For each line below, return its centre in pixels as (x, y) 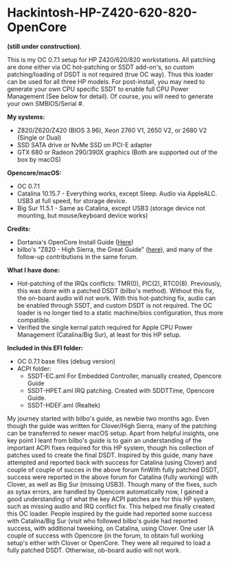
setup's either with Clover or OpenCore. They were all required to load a (109, 542)
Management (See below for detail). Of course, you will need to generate (110, 96)
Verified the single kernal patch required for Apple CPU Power (105, 327)
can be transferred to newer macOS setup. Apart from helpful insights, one (113, 433)
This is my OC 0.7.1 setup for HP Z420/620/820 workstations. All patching (111, 59)
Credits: (19, 229)
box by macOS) (39, 159)
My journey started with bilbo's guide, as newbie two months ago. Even (108, 419)
